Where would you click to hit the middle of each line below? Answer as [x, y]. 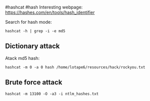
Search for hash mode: [29, 22]
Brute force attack [34, 82]
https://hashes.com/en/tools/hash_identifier [50, 12]
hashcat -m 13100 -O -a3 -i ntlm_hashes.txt [52, 94]
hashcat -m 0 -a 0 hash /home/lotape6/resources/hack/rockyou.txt [75, 67]
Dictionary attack [33, 46]
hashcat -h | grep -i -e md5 [35, 31]
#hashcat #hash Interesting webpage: [44, 7]
